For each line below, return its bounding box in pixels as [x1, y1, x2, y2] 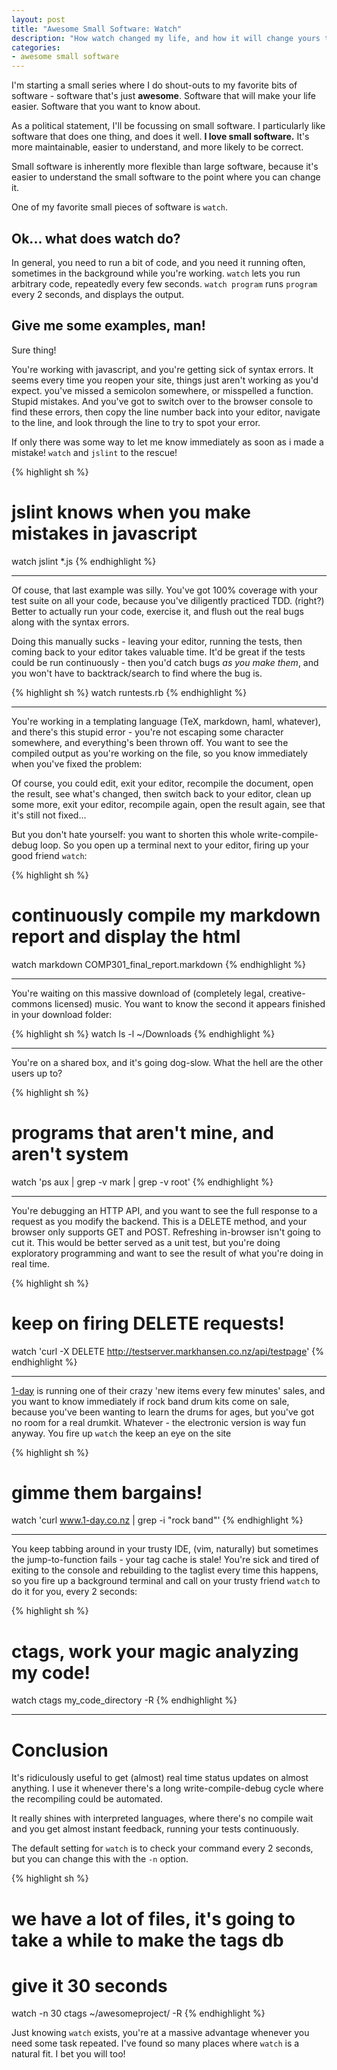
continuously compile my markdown [11, 904, 321, 926]
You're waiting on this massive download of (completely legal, [11, 987, 267, 999]
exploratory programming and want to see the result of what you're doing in [11, 1247, 324, 1259]
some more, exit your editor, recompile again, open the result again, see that [11, 798, 326, 810]
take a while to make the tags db [11, 1929, 284, 1951]
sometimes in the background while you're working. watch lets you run [11, 267, 301, 279]
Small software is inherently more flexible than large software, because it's [11, 161, 319, 173]
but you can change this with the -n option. [11, 1853, 189, 1865]
